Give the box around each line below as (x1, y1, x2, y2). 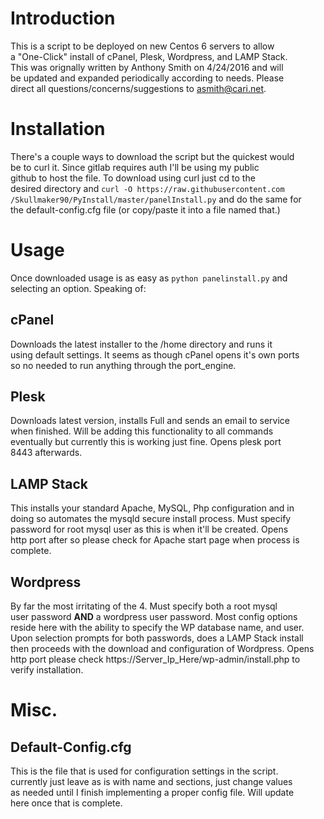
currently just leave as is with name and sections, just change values (10, 776, 293, 788)
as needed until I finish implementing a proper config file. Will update (10, 787, 295, 799)
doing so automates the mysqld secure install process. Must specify (10, 513, 292, 525)
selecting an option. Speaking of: (10, 282, 147, 294)
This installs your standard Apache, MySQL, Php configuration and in (10, 502, 295, 514)
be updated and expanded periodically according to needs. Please (10, 72, 285, 84)
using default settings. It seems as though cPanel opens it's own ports (10, 348, 300, 361)
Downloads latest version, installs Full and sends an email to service (10, 415, 291, 427)
